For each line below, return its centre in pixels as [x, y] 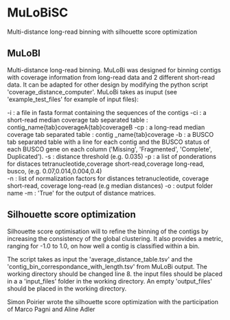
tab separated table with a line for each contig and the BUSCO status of [108, 142]
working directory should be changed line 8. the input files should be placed [115, 274]
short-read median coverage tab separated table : [78, 120]
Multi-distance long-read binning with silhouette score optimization [102, 32]
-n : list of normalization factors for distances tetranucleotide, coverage [108, 178]
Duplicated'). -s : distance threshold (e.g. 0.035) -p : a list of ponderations [112, 156]
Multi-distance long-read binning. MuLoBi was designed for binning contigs [114, 70]
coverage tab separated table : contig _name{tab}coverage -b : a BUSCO [111, 134]
